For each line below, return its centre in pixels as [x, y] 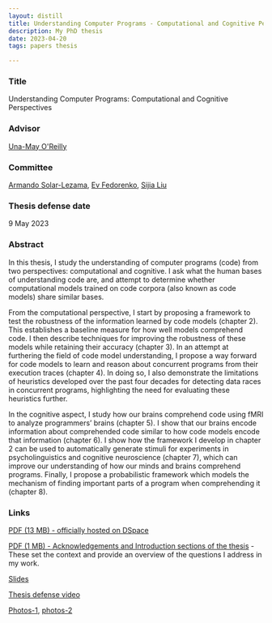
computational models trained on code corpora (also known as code [122, 288]
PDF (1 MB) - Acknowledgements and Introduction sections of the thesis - [132, 546]
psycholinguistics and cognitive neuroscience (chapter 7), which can [123, 457]
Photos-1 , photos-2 [40, 610]
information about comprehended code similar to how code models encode [134, 431]
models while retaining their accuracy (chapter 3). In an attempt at [119, 347]
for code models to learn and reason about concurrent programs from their [134, 364]
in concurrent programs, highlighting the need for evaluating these [119, 390]
